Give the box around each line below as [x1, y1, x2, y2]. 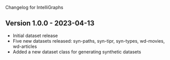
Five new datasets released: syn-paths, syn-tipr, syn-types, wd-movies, [12, 38, 165, 44]
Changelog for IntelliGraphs [5, 5, 63, 10]
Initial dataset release [12, 33, 58, 39]
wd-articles [12, 43, 37, 49]
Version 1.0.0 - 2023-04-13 [5, 19, 95, 27]
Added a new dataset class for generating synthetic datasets [12, 48, 141, 55]
